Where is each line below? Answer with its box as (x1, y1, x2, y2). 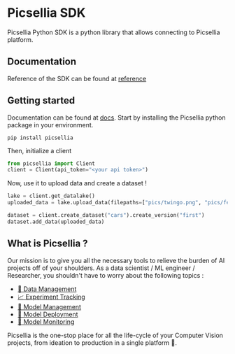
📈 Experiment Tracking (17, 292, 85, 301)
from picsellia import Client (7, 160, 96, 167)
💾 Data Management (17, 285, 77, 293)
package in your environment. (7, 120, 94, 129)
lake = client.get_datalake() (7, 192, 96, 200)
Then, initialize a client (7, 146, 72, 155)
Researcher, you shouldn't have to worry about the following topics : (7, 271, 204, 279)
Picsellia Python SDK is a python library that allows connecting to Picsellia (7, 28, 220, 36)
